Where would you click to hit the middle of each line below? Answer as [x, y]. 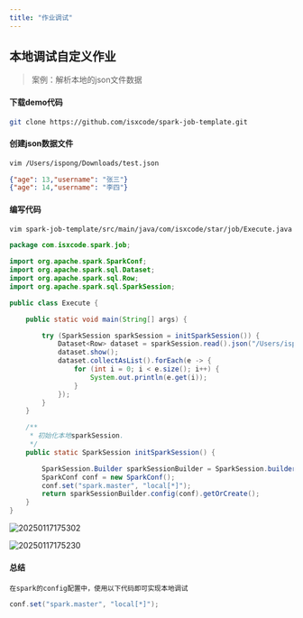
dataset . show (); [88, 353]
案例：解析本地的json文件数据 [87, 80]
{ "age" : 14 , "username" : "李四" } [69, 188]
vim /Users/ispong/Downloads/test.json [84, 163]
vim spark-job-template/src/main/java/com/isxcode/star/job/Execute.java [151, 229]
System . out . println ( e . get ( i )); [148, 377]
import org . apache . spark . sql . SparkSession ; [92, 286]
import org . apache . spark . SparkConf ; [78, 262]
